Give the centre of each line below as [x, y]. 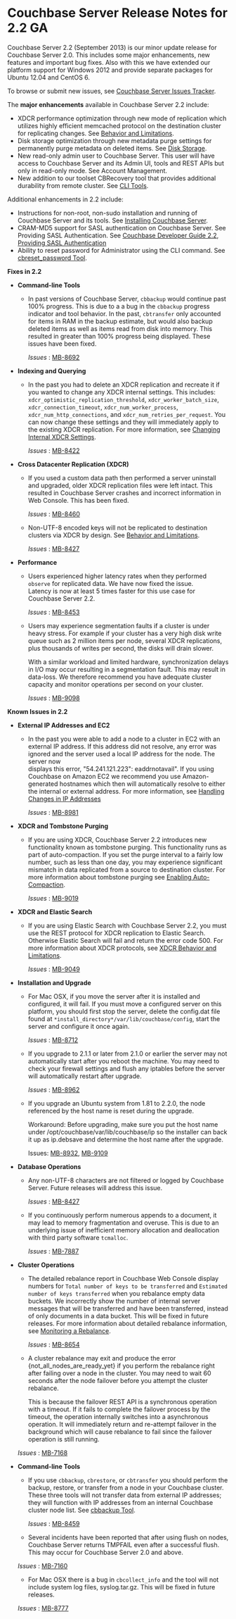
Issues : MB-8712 [53, 1039]
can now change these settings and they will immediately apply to [123, 422]
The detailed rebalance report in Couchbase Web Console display [123, 1278]
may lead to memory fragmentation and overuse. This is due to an [123, 1223]
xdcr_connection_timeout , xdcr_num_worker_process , [103, 407]
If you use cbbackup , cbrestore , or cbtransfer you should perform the [128, 1480]
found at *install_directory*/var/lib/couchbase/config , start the [124, 1018]
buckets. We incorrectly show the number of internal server [114, 1301]
